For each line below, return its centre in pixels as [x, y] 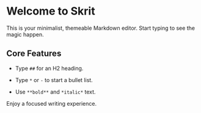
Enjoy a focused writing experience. [51, 103]
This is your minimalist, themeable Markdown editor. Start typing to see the [101, 28]
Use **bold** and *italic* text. [55, 92]
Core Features [34, 54]
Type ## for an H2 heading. [49, 68]
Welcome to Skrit [51, 11]
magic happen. [25, 34]
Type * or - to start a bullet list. [54, 80]
